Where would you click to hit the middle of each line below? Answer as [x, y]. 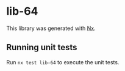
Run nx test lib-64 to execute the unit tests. [63, 62]
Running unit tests [42, 47]
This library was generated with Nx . [51, 28]
